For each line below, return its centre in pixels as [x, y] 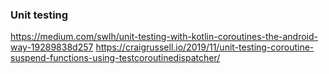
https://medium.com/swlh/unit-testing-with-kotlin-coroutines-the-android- [164, 37]
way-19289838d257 [52, 47]
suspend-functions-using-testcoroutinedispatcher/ [115, 58]
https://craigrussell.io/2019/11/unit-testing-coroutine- [205, 47]
